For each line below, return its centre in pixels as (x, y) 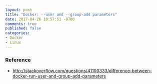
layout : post (19, 10)
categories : (17, 33)
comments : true (21, 24)
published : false (23, 28)
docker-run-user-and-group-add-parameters (59, 76)
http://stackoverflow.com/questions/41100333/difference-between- (82, 71)
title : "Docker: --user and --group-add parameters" (61, 14)
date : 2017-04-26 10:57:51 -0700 (40, 19)
